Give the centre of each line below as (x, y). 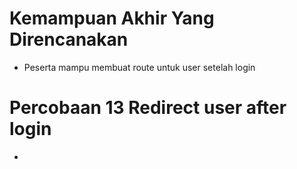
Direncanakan (69, 39)
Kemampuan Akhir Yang (112, 18)
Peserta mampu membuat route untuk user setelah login (139, 67)
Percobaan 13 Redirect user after (148, 108)
